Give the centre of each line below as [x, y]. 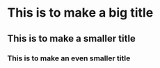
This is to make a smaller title [71, 39]
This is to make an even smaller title [69, 58]
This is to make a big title [80, 13]
